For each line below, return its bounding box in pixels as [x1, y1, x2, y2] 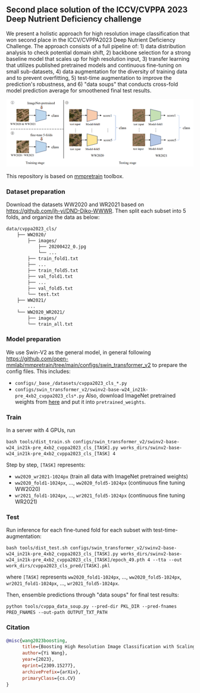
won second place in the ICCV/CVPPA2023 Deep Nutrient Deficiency [6, 36, 176, 43]
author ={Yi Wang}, [21, 650, 68, 656]
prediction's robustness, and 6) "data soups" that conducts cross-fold [6, 80, 179, 88]
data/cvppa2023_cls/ [6, 226, 58, 232]
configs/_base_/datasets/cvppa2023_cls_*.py [14, 380, 127, 386]
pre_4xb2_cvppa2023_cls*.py [14, 393, 85, 399]
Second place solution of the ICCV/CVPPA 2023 [6, 5, 188, 15]
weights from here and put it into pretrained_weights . [14, 398, 146, 405]
